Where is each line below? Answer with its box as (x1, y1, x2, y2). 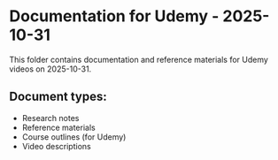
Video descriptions (21, 141, 91, 151)
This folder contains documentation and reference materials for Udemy (9, 54, 268, 65)
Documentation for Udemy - (9, 6, 220, 27)
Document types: (9, 89, 108, 104)
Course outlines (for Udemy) (21, 131, 127, 142)
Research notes (21, 112, 80, 123)
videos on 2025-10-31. (9, 64, 92, 74)
